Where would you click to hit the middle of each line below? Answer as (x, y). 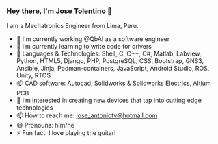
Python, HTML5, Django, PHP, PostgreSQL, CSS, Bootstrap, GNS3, (110, 61)
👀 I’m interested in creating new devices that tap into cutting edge (109, 100)
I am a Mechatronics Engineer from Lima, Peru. (72, 26)
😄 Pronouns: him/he (45, 125)
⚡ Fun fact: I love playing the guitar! (66, 133)
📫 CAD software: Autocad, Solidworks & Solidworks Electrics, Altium (113, 83)
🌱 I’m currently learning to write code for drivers (84, 47)
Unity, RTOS (33, 75)
